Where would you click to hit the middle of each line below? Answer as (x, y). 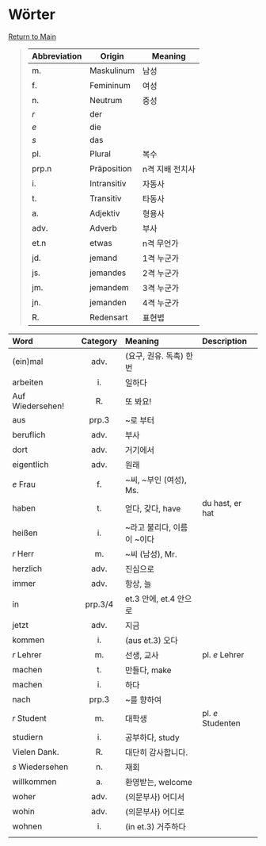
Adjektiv (105, 213)
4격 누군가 (161, 303)
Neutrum (106, 100)
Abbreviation (57, 56)
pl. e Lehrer (223, 654)
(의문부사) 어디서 (155, 797)
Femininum (110, 85)
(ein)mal (28, 361)
